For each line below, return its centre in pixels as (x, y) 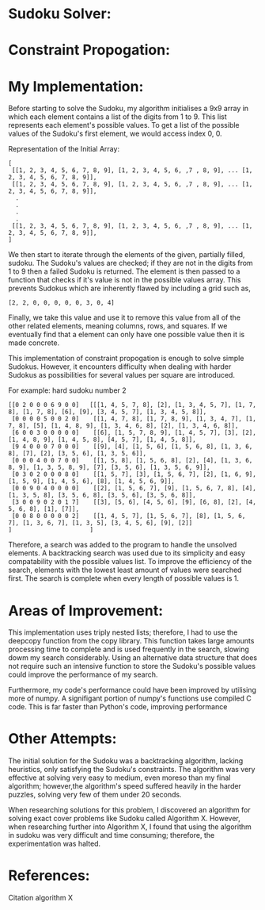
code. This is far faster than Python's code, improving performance (118, 707)
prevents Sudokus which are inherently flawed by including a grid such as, (129, 288)
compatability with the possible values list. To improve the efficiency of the (130, 562)
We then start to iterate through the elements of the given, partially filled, (127, 255)
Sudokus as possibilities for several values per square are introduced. (122, 375)
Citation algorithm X (41, 898)
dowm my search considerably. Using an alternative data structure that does (133, 658)
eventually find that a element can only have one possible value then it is (127, 335)
